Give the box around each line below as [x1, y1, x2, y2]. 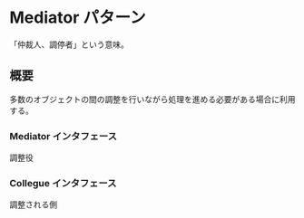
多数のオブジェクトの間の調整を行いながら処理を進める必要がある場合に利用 [9, 93, 296, 104]
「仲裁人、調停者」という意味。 [9, 39, 129, 50]
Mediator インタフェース [9, 129, 118, 142]
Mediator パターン [9, 7, 147, 28]
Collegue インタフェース [9, 176, 117, 189]
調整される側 [9, 199, 57, 210]
